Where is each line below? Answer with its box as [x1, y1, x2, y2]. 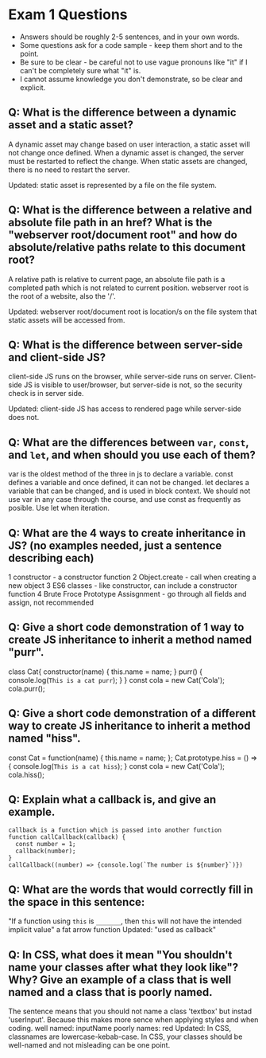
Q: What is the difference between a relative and [8, 203, 253, 217]
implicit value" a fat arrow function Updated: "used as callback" [8, 925, 217, 935]
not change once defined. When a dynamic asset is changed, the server [8, 147, 245, 157]
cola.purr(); [8, 684, 45, 693]
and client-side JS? [8, 351, 106, 364]
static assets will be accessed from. [8, 315, 125, 324]
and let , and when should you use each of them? [8, 448, 256, 461]
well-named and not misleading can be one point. [8, 1040, 171, 1050]
